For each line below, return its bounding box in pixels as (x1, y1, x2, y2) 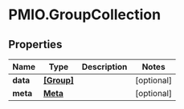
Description (81, 62, 128, 72)
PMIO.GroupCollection (8, 6, 162, 24)
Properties (8, 38, 63, 51)
